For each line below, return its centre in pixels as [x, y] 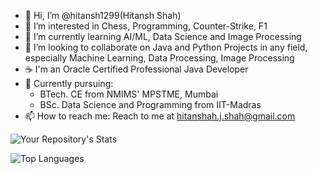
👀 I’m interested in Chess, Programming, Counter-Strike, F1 [146, 26]
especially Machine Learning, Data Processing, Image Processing [159, 58]
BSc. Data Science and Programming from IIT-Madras [150, 104]
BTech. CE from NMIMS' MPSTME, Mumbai [129, 94]
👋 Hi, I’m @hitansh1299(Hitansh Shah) [103, 15]
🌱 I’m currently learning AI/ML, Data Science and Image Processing [163, 36]
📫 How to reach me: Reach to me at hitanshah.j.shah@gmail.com [160, 116]
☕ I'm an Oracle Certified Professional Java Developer [136, 69]
